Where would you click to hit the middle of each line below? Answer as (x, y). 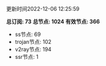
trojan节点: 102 (33, 42)
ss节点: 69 (28, 34)
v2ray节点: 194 (33, 49)
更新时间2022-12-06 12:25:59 (43, 9)
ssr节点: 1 (27, 57)
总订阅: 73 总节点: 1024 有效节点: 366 (53, 22)
